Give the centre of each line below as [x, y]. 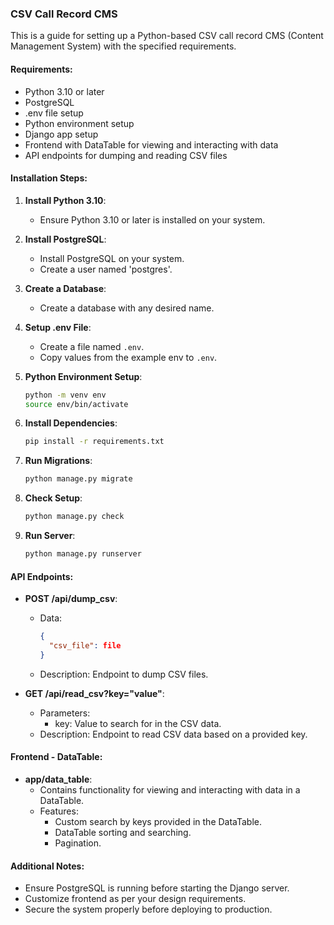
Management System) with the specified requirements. [123, 46]
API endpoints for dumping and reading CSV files [126, 155]
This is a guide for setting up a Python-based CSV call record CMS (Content [167, 36]
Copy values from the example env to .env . [128, 357]
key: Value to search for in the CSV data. [138, 723]
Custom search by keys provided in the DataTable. [158, 821]
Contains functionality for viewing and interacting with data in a [170, 789]
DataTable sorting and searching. [123, 832]
